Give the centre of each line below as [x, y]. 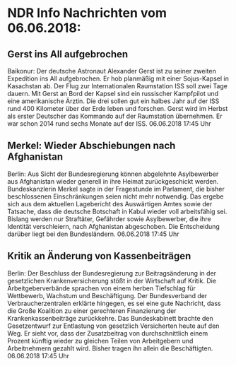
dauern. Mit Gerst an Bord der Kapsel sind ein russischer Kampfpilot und [113, 94]
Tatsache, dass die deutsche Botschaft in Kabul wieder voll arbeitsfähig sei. [117, 211]
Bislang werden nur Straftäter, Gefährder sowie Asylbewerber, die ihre [109, 219]
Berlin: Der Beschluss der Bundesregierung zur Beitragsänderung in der [112, 273]
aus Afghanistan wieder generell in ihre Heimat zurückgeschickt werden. [113, 181]
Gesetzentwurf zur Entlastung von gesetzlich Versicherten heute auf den [113, 326]
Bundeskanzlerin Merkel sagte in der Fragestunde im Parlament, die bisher [116, 189]
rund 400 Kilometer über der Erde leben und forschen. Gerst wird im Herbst [118, 108]
